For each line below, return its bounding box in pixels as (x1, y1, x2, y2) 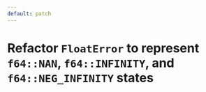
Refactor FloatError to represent (7, 40, 200, 56)
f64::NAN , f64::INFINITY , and (7, 55, 175, 70)
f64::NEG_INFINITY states (7, 70, 154, 86)
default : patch (7, 10, 52, 17)
